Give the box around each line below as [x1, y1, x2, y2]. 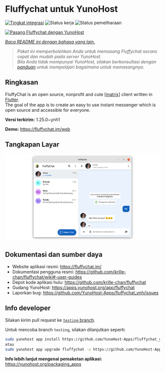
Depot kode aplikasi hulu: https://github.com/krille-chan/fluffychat [12, 279, 146, 285]
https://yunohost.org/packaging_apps [5, 361, 82, 367]
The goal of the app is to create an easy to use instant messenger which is [5, 102, 156, 108]
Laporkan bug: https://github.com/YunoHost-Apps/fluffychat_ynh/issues [12, 289, 159, 296]
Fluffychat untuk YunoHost [5, 3, 118, 15]
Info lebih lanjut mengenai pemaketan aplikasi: [5, 356, 102, 362]
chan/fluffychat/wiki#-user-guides [12, 274, 82, 280]
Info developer [5, 304, 51, 312]
